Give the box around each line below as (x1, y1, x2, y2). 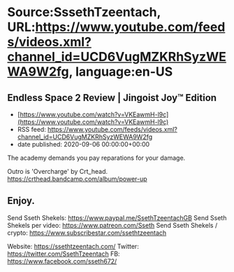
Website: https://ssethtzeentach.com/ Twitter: (7, 242, 140, 250)
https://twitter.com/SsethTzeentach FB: (7, 250, 120, 258)
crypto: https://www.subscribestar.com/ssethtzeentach (7, 229, 167, 237)
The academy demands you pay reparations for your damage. (7, 154, 186, 162)
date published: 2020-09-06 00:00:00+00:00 (17, 140, 150, 148)
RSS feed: (17, 125, 47, 133)
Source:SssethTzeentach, (7, 4, 161, 20)
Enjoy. (7, 195, 35, 207)
